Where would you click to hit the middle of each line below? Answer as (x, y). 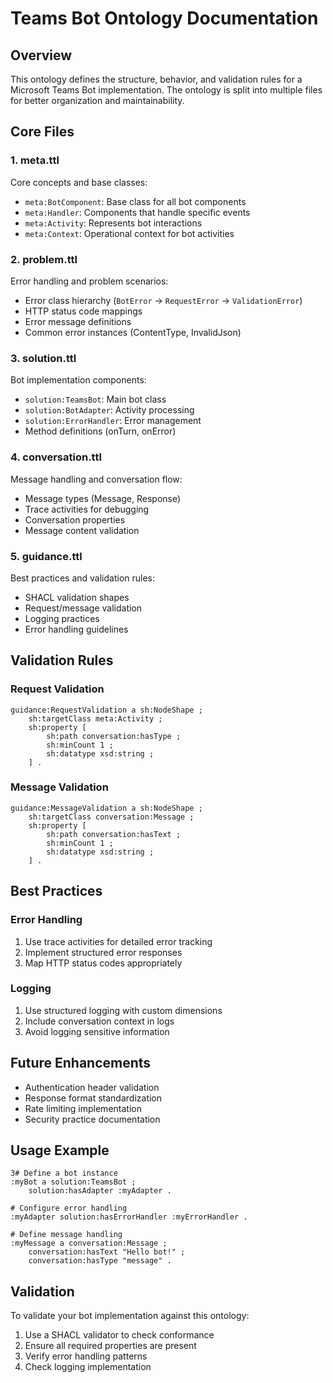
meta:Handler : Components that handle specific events (137, 212)
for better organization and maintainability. (97, 100)
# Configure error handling (69, 1208)
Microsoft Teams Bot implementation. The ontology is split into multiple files (166, 90)
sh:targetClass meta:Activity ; (95, 718)
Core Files (42, 132)
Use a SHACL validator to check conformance (119, 1335)
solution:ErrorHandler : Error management (113, 421)
